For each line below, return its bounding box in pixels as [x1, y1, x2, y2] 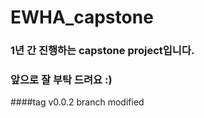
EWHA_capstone [10, 6, 154, 29]
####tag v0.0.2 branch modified [10, 96, 145, 108]
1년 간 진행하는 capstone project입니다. [10, 44, 195, 58]
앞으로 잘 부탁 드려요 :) [10, 73, 113, 87]
